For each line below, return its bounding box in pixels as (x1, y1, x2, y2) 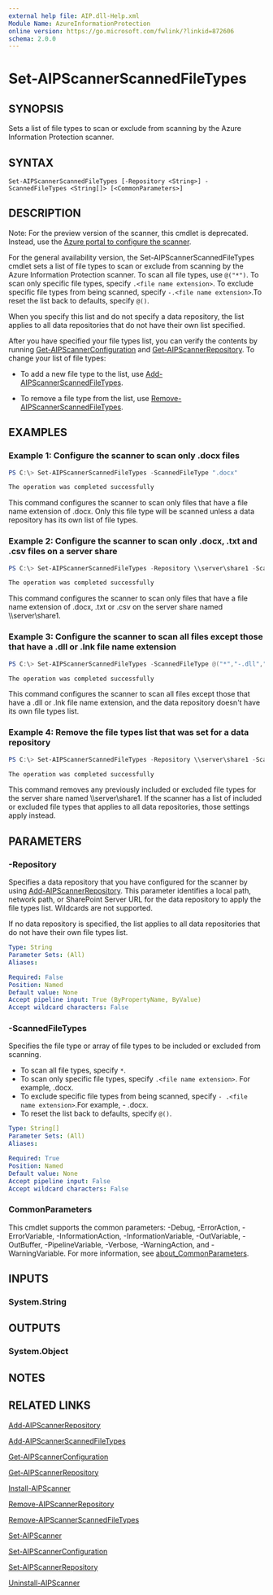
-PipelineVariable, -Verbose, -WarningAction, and (44, 1239, 210, 1249)
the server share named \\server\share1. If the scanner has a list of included (8, 793, 262, 803)
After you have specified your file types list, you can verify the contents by (8, 335, 258, 346)
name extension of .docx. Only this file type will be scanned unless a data (8, 506, 255, 517)
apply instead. (8, 811, 56, 820)
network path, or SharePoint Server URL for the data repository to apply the (8, 894, 262, 904)
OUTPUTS (8, 1322, 61, 1335)
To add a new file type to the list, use (19, 369, 145, 378)
